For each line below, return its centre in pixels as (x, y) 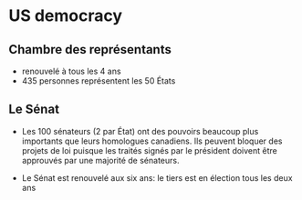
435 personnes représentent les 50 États (99, 81)
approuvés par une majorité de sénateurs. (100, 160)
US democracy (66, 16)
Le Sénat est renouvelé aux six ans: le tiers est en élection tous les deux (157, 177)
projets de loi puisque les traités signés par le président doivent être (149, 150)
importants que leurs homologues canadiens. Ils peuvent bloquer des (152, 141)
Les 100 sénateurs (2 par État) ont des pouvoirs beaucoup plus (140, 131)
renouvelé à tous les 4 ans (71, 71)
